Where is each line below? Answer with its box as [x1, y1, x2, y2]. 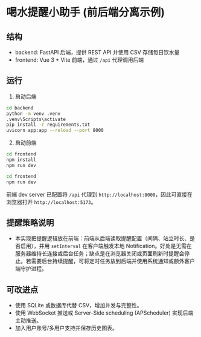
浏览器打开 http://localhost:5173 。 [6, 198, 97, 206]
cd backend [6, 105, 34, 111]
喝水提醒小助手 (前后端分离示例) [6, 5, 165, 19]
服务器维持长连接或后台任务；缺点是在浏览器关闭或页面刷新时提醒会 [14, 250, 185, 257]
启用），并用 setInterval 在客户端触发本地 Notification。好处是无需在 [20, 243, 192, 250]
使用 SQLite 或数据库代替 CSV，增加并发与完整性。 [14, 302, 143, 309]
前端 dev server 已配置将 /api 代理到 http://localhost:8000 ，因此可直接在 [6, 191, 193, 198]
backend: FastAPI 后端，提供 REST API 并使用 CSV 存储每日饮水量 [14, 49, 180, 56]
